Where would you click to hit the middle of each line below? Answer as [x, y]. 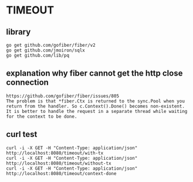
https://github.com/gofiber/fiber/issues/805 [62, 96]
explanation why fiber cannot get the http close [94, 73]
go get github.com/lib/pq [38, 56]
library [18, 32]
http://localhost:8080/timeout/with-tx [55, 153]
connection [27, 83]
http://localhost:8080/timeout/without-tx [59, 163]
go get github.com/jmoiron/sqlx [45, 50]
